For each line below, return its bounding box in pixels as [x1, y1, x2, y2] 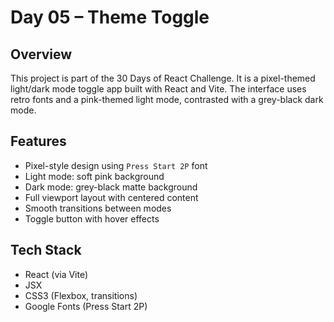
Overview [10, 46, 73, 63]
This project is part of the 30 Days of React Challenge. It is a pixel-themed [10, 72, 316, 84]
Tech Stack [10, 242, 82, 259]
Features [10, 133, 67, 150]
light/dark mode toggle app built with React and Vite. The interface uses [10, 83, 307, 95]
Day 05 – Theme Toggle [10, 6, 210, 29]
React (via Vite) [24, 268, 89, 280]
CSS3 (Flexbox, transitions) [24, 289, 138, 301]
